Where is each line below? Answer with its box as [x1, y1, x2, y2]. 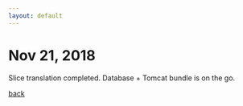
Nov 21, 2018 [8, 46, 97, 64]
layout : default [8, 11, 63, 20]
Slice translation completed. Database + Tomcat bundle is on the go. [8, 73, 236, 83]
